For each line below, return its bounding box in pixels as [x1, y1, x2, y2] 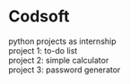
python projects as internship [8, 36, 117, 46]
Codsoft [8, 6, 70, 27]
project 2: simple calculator [8, 55, 109, 65]
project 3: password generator [8, 64, 121, 75]
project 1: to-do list [8, 45, 78, 55]
